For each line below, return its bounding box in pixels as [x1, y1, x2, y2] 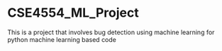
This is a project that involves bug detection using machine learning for [7, 28, 215, 36]
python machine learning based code [7, 35, 117, 43]
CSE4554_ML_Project [7, 5, 140, 21]
